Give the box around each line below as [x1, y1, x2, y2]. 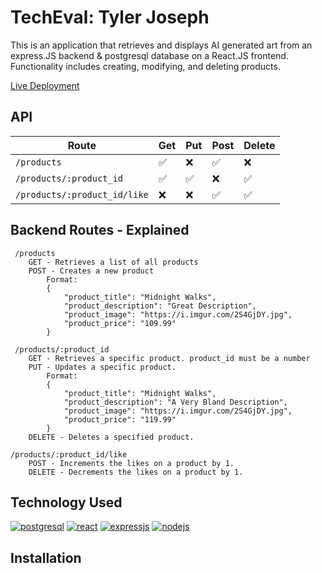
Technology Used [10, 494, 123, 511]
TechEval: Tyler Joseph [10, 6, 210, 29]
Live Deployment [10, 79, 80, 91]
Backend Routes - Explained [10, 222, 190, 239]
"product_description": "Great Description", [63, 301, 257, 311]
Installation [10, 549, 82, 566]
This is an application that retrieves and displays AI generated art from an [10, 39, 313, 51]
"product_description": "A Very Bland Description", [63, 397, 288, 407]
